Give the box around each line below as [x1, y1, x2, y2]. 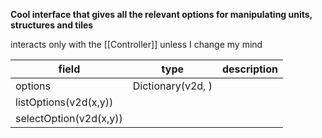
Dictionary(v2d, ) [132, 79, 213, 93]
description [221, 62, 278, 76]
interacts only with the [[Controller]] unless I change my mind [10, 39, 263, 50]
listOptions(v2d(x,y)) [15, 95, 114, 109]
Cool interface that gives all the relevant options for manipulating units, [10, 9, 313, 20]
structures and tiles [10, 19, 94, 31]
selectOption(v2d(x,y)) [15, 112, 123, 125]
